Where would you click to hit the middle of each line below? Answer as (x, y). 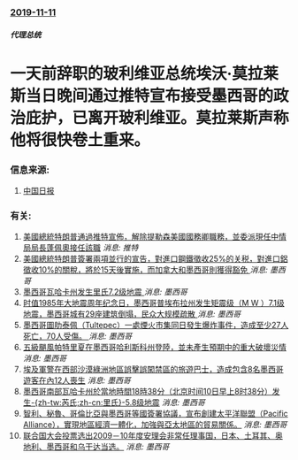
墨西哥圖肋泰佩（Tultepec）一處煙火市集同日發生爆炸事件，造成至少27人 (156, 326)
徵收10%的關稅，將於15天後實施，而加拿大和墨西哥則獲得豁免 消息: (145, 270)
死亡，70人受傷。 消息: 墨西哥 (77, 336)
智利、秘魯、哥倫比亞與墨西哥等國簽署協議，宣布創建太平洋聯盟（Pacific (155, 414)
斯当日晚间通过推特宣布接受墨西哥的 (142, 96)
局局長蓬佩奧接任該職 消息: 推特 (80, 248)
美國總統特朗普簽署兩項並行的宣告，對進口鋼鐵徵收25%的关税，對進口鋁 (155, 259)
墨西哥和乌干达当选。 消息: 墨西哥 (108, 447)
